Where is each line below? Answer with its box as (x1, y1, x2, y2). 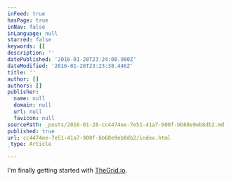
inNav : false (7, 23, 46, 30)
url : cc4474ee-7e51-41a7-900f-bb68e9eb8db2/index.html (7, 134, 171, 141)
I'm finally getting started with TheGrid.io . (7, 166, 128, 175)
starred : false (7, 36, 52, 43)
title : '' (7, 69, 37, 76)
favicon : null (13, 114, 55, 121)
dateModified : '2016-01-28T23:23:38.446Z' (7, 62, 133, 69)
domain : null (13, 102, 52, 109)
